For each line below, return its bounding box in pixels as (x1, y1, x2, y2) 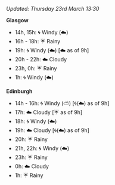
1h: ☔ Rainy (14, 172, 43, 179)
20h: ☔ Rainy (14, 136, 48, 143)
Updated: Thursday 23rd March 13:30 (6, 5, 100, 12)
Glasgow (6, 17, 29, 23)
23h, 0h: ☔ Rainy (14, 65, 57, 71)
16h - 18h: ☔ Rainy (14, 38, 61, 44)
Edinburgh (6, 88, 33, 95)
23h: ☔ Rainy (14, 154, 48, 161)
